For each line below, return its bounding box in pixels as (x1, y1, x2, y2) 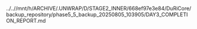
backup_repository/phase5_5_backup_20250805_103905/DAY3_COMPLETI (6, 11, 188, 18)
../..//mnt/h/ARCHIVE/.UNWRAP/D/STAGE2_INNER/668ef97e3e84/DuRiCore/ (6, 5, 192, 12)
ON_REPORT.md (6, 17, 46, 24)
